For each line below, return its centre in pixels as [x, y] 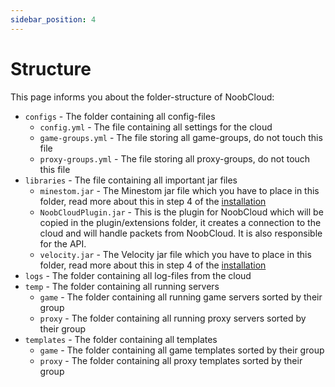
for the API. [63, 243]
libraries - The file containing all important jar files [131, 180]
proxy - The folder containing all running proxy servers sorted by [173, 318]
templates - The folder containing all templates [121, 339]
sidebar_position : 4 [53, 19]
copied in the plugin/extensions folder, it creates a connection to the [180, 222]
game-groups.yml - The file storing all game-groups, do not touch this [181, 137]
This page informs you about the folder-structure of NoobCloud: [142, 97]
